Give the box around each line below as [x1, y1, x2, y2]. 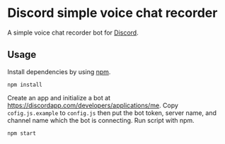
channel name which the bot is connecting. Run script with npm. [7, 116, 195, 124]
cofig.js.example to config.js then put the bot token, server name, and [7, 108, 217, 117]
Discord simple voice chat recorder [7, 5, 218, 21]
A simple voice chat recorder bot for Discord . [7, 28, 139, 37]
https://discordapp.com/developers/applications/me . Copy [7, 101, 179, 109]
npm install [7, 81, 42, 88]
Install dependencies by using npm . [7, 67, 111, 76]
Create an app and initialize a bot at [7, 93, 111, 102]
